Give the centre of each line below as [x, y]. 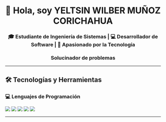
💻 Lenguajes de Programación [43, 96]
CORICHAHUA [83, 21]
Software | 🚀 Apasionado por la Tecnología [83, 45]
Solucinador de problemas [83, 58]
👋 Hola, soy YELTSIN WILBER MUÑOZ [83, 11]
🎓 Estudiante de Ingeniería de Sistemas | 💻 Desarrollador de [83, 37]
